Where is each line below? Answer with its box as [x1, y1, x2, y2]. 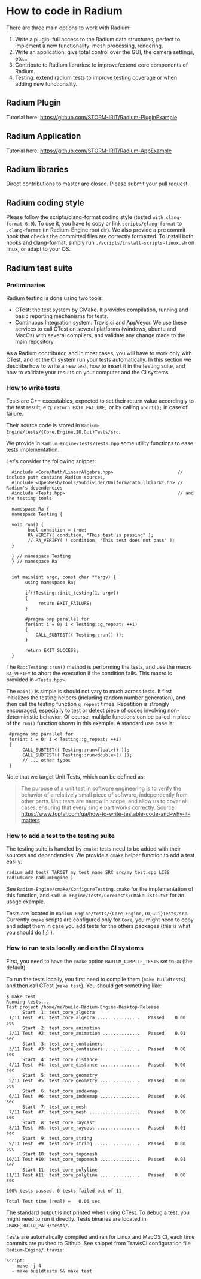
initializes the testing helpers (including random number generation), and [6, 694, 185, 701]
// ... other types [22, 758, 71, 764]
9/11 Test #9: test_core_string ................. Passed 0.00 [8, 1140, 186, 1146]
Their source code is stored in [6, 422, 80, 429]
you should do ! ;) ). [6, 929, 54, 936]
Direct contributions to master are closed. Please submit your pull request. [6, 180, 190, 187]
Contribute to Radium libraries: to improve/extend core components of [14, 61, 188, 68]
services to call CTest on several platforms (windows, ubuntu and [14, 325, 176, 332]
